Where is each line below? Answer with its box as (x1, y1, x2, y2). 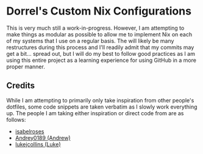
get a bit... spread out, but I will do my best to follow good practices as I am (6, 50, 195, 57)
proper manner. (6, 62, 46, 70)
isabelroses (15, 127, 45, 135)
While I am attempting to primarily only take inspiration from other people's (6, 96, 194, 104)
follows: (6, 116, 26, 123)
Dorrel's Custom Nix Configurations (6, 4, 192, 18)
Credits (6, 81, 35, 91)
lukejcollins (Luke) (15, 141, 61, 148)
